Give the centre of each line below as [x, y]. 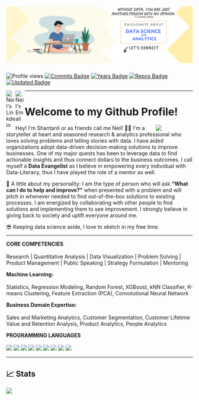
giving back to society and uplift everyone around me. [72, 215]
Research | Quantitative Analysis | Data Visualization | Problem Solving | [94, 257]
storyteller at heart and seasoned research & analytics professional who [94, 134]
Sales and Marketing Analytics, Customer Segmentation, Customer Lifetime [98, 317]
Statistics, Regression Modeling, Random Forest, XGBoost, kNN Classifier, [96, 287]
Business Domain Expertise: [41, 305]
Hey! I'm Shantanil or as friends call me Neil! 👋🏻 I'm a [80, 128]
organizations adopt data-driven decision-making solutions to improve [92, 147]
